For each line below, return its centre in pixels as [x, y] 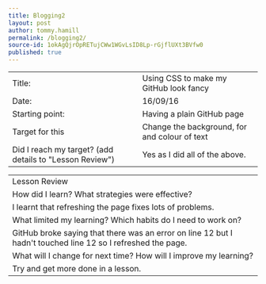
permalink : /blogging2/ [47, 38]
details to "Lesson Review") [63, 159]
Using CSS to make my [184, 78]
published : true [35, 52]
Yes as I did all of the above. [194, 154]
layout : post [30, 23]
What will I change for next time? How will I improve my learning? [133, 256]
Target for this [38, 132]
